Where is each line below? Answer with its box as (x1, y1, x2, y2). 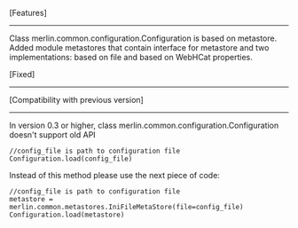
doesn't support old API (9, 130, 96, 140)
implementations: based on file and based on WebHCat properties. (9, 52, 253, 62)
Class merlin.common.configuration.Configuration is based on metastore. (9, 33, 278, 43)
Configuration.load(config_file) (9, 154, 133, 163)
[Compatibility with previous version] (9, 95, 144, 105)
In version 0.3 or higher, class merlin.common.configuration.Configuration (9, 120, 279, 130)
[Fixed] (9, 69, 35, 79)
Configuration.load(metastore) (9, 210, 125, 219)
